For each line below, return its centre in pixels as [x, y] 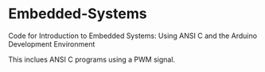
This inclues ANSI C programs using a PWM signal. [92, 59]
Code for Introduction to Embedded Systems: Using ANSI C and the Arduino [132, 36]
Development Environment [52, 44]
